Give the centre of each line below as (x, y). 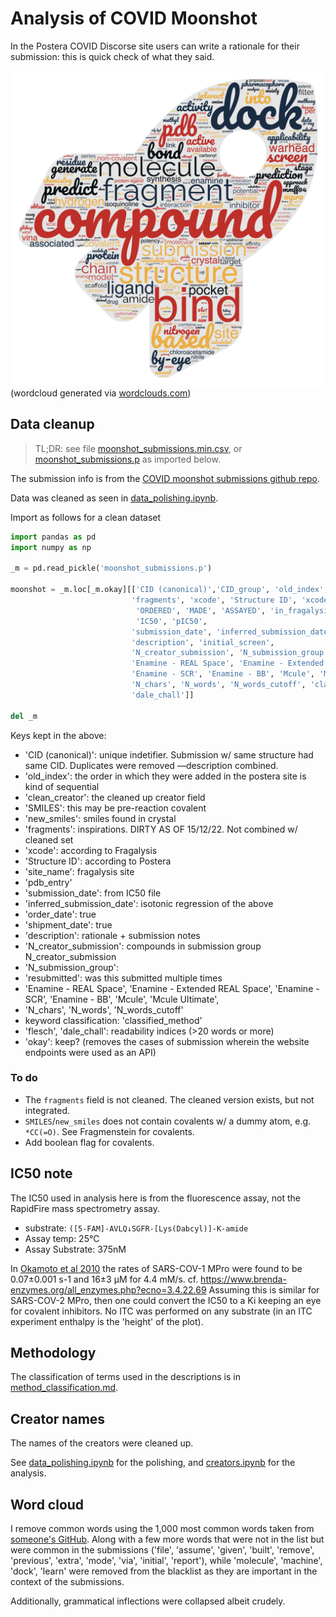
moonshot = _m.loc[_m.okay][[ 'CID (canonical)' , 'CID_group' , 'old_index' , (169, 590)
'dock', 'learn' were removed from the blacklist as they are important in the (164, 1571)
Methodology (53, 1353)
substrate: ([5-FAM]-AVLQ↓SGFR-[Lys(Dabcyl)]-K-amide (136, 1228)
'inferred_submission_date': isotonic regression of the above (149, 903)
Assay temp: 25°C (62, 1238)
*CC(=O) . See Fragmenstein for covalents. (109, 1131)
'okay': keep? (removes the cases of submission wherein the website (167, 1041)
